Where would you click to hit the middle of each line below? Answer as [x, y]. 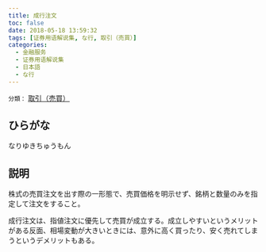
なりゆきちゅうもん [40, 146]
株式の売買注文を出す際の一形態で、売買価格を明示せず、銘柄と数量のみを [130, 194]
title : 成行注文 [33, 15]
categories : [28, 45]
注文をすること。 [57, 204]
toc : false [26, 23]
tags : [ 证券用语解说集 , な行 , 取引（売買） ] [73, 38]
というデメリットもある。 [57, 241]
